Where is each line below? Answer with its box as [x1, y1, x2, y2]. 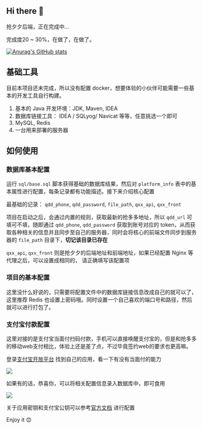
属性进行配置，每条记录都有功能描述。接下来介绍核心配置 [11, 188, 155, 195]
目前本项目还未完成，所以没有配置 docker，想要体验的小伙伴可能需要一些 [6, 84, 189, 91]
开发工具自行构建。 [16, 91, 65, 99]
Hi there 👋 [6, 6, 44, 16]
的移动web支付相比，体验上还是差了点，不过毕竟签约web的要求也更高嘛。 [6, 342, 192, 350]
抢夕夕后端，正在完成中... [6, 22, 69, 30]
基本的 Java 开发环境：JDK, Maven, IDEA [14, 104, 118, 112]
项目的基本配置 [6, 273, 50, 282]
